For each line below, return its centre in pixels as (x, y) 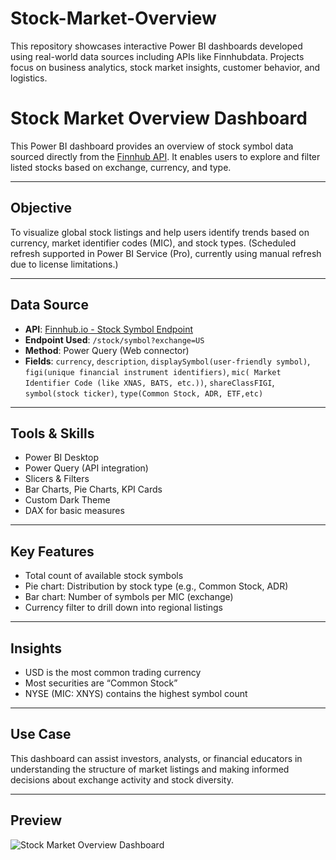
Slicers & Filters (57, 479)
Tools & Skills (52, 433)
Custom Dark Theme (67, 500)
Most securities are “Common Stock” (101, 683)
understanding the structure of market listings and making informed (150, 769)
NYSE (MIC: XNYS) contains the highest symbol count (136, 693)
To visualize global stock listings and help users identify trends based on (160, 232)
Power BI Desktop (61, 458)
